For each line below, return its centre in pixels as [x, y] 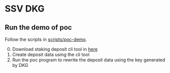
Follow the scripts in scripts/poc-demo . [46, 39]
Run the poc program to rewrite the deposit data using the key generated [89, 60]
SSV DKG [25, 9]
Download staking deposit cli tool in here [55, 49]
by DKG [20, 65]
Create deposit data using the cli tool [51, 54]
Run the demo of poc [38, 27]
